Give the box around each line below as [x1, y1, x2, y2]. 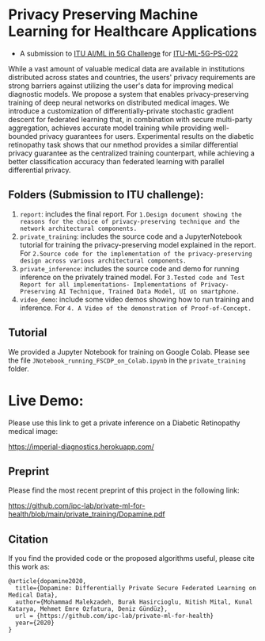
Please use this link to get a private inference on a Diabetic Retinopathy [8, 418, 240, 428]
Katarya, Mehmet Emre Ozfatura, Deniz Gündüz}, [8, 605, 168, 613]
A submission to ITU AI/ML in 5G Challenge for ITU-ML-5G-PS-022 [19, 48, 239, 58]
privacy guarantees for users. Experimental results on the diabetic [39, 131, 255, 140]
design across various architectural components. [19, 256, 187, 265]
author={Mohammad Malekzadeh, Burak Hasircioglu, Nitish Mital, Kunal [15, 598, 253, 606]
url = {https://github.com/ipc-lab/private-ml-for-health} [15, 612, 214, 620]
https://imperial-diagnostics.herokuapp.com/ [8, 442, 154, 451]
